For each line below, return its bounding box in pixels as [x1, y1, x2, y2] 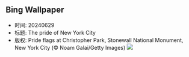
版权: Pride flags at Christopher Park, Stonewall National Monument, [14, 36, 184, 44]
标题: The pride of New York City [14, 29, 96, 36]
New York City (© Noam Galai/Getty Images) [14, 44, 126, 51]
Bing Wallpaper [5, 5, 64, 15]
